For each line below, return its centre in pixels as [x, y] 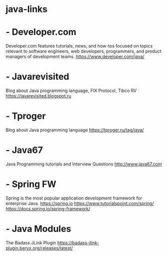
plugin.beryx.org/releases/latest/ [39, 248]
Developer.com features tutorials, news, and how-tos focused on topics [79, 46]
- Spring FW [31, 184]
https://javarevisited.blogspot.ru [38, 96]
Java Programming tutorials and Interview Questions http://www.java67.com [84, 164]
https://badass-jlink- [78, 242]
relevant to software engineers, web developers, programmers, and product [83, 51]
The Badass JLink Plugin [31, 242]
